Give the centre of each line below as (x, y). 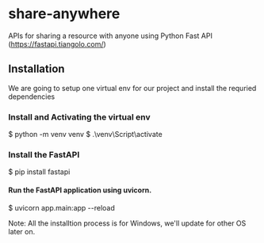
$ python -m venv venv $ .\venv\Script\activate (85, 135)
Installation (36, 69)
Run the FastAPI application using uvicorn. (80, 190)
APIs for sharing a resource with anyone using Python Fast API (110, 36)
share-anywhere (64, 14)
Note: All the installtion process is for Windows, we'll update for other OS (127, 223)
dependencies (32, 97)
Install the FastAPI (44, 154)
